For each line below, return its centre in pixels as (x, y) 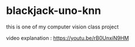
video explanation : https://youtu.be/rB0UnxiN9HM (67, 38)
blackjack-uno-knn (54, 11)
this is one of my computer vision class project (63, 27)
